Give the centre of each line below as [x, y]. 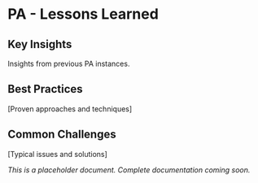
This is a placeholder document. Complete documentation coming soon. [129, 170]
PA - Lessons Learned [83, 14]
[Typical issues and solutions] [57, 154]
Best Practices [45, 89]
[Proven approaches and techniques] [70, 109]
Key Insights [40, 44]
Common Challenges [62, 135]
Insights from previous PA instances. [69, 63]
